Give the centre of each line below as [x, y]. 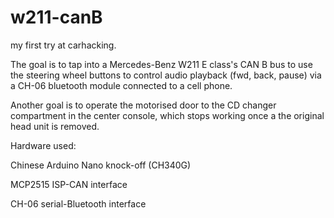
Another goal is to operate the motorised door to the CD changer [143, 105]
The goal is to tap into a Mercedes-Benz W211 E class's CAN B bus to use [161, 64]
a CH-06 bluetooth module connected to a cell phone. [121, 85]
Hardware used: [43, 145]
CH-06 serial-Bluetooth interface [78, 203]
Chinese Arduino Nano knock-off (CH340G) [101, 165]
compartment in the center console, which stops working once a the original [167, 115]
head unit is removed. [55, 126]
